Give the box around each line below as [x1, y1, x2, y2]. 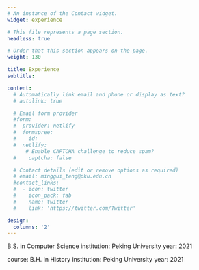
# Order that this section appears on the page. [7, 47, 148, 55]
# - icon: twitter [13, 186, 69, 193]
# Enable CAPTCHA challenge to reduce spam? [25, 148, 155, 154]
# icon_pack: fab [13, 192, 72, 199]
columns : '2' [13, 224, 51, 230]
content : [7, 85, 32, 92]
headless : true [7, 35, 51, 42]
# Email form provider [13, 110, 78, 117]
